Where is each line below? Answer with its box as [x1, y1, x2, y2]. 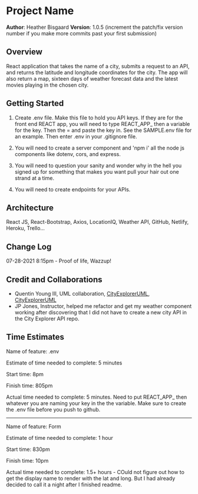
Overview [6, 47, 43, 57]
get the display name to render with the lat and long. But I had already [6, 475, 176, 482]
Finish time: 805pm [6, 382, 53, 389]
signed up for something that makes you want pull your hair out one [14, 168, 179, 175]
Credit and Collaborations [6, 274, 103, 284]
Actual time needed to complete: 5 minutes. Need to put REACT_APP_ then [6, 393, 187, 400]
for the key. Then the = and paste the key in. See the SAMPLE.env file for [14, 127, 192, 134]
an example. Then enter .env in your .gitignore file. [14, 132, 137, 140]
